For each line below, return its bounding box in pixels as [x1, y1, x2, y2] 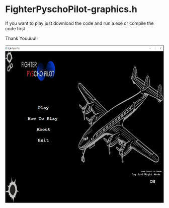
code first [5, 25, 25, 31]
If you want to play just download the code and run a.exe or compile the [5, 20, 154, 26]
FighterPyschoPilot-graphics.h [5, 4, 137, 15]
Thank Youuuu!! [5, 35, 38, 41]
